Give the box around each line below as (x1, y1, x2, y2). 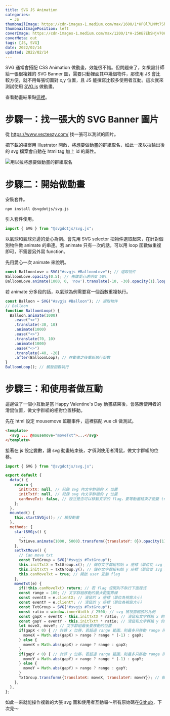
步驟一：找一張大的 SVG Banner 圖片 (5, 113, 159, 125)
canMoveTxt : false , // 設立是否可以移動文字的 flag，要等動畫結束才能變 (18, 496, 159, 501)
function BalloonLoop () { (5, 308, 60, 313)
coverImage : (5, 31, 30, 36)
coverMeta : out (5, 36, 37, 41)
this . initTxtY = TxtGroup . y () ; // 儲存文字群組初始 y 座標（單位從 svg (18, 567, 162, 572)
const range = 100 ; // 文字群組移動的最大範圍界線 (18, 591, 118, 596)
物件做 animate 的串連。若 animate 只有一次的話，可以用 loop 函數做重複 (9, 242, 161, 248)
